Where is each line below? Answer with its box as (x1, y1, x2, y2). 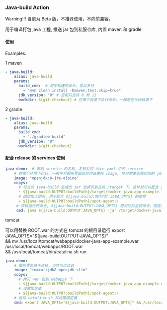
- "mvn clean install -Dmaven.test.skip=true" (23, 88, 121, 93)
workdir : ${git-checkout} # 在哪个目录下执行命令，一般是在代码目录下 (18, 97, 153, 102)
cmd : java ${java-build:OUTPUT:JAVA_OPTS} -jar (16, 208, 117, 213)
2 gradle (5, 106, 22, 112)
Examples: (5, 50, 26, 56)
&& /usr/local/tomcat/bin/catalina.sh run (5, 248, 87, 255)
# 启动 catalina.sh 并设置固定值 (14, 295, 78, 300)
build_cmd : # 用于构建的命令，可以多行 (18, 84, 94, 89)
